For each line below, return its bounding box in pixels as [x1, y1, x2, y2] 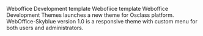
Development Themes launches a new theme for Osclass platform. [6, 11, 174, 19]
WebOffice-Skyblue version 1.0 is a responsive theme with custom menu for [6, 18, 197, 25]
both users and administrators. [6, 24, 84, 31]
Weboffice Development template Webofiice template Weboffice [6, 5, 169, 12]
